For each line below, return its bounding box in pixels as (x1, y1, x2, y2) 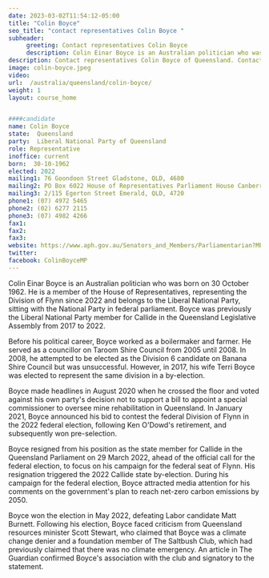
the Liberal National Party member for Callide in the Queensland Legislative (8, 312, 256, 322)
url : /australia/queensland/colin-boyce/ (8, 78, 152, 86)
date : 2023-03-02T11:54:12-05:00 (8, 11, 120, 20)
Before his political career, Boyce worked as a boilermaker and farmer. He (8, 336, 252, 346)
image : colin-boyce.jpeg (8, 64, 91, 72)
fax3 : (8, 234, 26, 243)
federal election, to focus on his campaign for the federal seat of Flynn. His (8, 461, 255, 471)
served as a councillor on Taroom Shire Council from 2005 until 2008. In (8, 345, 247, 355)
